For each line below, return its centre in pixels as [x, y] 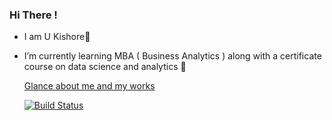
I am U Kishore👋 [57, 37]
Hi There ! [33, 15]
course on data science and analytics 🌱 [105, 67]
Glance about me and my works [89, 86]
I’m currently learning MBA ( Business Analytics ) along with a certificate [172, 56]
